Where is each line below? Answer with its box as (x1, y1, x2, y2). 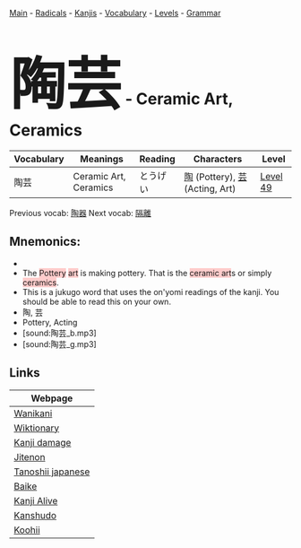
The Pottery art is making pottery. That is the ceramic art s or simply (21, 267, 272, 278)
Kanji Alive (13, 494, 58, 507)
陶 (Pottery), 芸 (184, 170, 248, 183)
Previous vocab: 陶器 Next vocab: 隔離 (9, 207, 151, 218)
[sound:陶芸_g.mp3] (21, 338, 97, 349)
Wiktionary (13, 422, 60, 434)
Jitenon (13, 450, 46, 463)
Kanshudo (13, 509, 56, 521)
